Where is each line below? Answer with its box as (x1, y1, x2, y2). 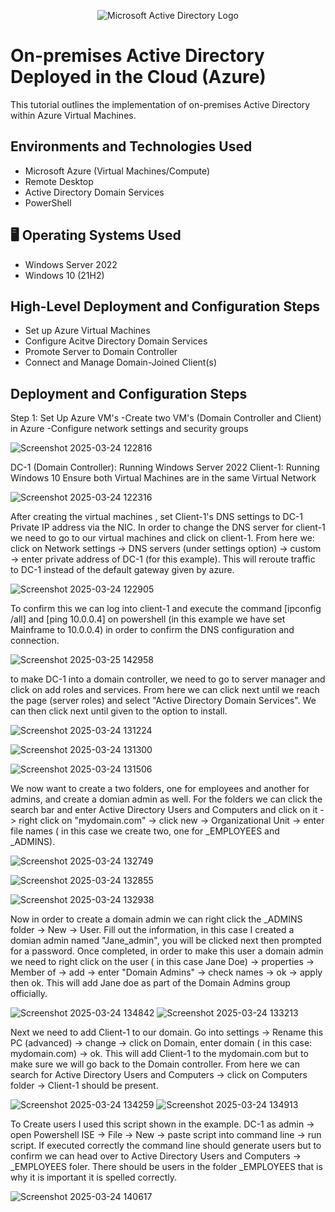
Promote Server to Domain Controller (24, 346, 178, 358)
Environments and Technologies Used (10, 138, 253, 155)
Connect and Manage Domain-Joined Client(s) (24, 356, 218, 369)
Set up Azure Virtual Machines (24, 325, 151, 337)
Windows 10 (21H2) (24, 269, 105, 281)
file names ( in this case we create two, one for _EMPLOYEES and (10, 825, 280, 837)
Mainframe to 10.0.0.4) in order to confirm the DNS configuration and (10, 624, 295, 636)
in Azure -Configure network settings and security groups (10, 423, 249, 435)
